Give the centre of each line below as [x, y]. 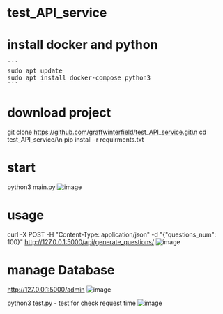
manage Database [61, 270]
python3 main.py [31, 187]
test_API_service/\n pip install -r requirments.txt [76, 140]
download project [59, 113]
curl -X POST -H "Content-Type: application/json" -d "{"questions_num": [112, 234]
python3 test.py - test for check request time [72, 303]
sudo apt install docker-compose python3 [79, 78]
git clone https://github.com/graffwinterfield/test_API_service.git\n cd [107, 132]
